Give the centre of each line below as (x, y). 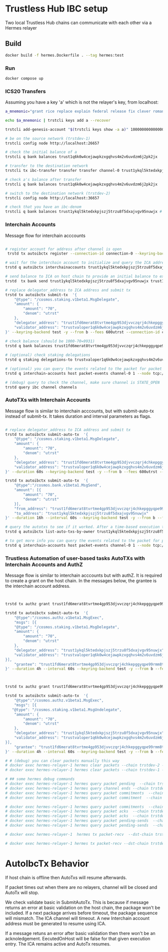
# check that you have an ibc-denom (43, 207)
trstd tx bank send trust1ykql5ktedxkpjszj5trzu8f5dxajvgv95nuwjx (77, 281)
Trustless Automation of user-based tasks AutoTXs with (75, 558)
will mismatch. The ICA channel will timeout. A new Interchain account (77, 918)
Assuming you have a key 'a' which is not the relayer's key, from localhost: (82, 102)
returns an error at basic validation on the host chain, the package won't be (83, 907)
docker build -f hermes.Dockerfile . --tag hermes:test (64, 55)
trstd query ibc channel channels (41, 387)
